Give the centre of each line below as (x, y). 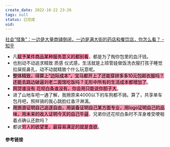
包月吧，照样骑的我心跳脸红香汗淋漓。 (53, 101)
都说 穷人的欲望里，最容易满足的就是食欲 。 (57, 127)
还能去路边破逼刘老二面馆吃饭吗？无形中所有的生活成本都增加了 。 (82, 82)
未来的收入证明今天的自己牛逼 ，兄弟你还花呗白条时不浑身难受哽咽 (95, 114)
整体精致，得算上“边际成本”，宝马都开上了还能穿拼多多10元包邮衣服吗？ (88, 76)
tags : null (17, 15)
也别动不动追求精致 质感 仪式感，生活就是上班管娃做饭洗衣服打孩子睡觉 (88, 63)
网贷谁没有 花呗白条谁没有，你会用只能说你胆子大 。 (67, 89)
